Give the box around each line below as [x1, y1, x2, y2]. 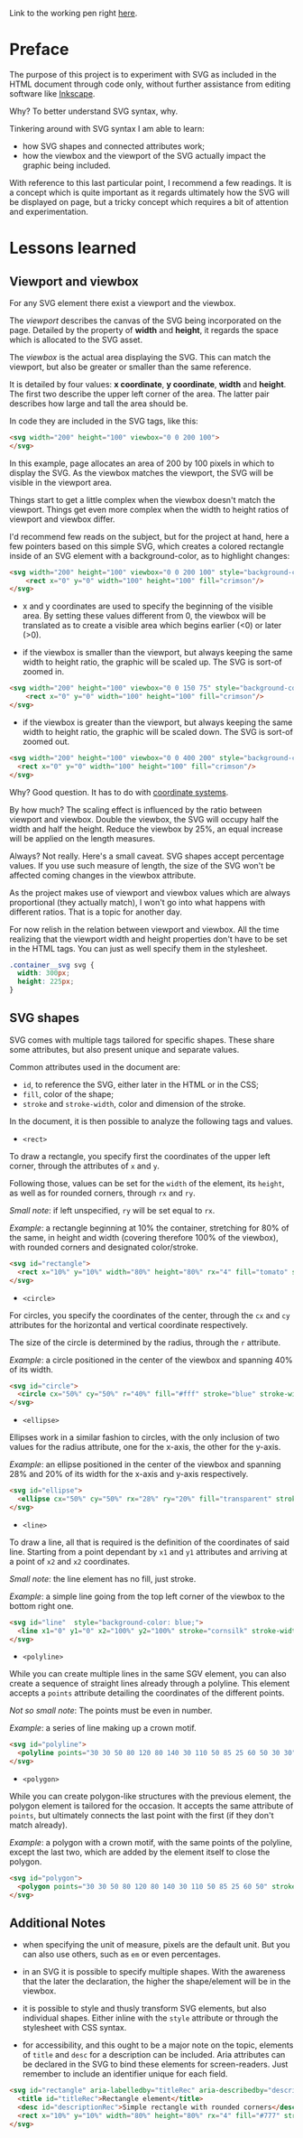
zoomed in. [22, 666, 65, 677]
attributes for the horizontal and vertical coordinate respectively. [9, 1319, 248, 1330]
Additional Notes [9, 1916, 106, 1931]
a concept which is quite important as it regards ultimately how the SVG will [9, 187, 290, 198]
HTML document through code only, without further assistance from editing [9, 79, 291, 89]
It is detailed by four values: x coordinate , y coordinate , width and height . [9, 378, 287, 389]
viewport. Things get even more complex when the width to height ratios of [9, 504, 289, 515]
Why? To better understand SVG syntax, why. [9, 106, 179, 116]
